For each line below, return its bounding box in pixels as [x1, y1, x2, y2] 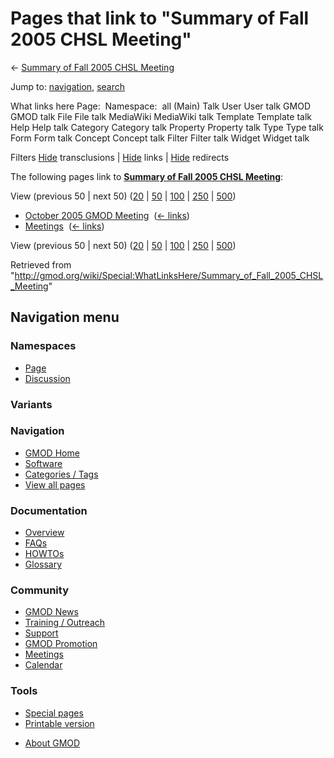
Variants [10, 397, 53, 411]
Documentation [10, 503, 88, 517]
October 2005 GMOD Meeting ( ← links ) [24, 209, 190, 221]
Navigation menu [10, 309, 120, 326]
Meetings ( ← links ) [24, 220, 105, 232]
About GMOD [24, 737, 81, 749]
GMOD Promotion [24, 638, 98, 650]
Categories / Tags [24, 468, 99, 480]
